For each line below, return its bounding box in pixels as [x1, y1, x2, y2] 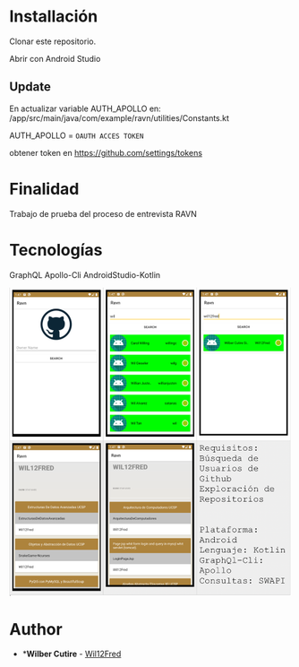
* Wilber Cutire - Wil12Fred [21, 648, 122, 660]
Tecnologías [9, 239, 103, 260]
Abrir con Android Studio [9, 53, 101, 64]
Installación [9, 6, 98, 27]
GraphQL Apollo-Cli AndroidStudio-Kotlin [9, 269, 161, 280]
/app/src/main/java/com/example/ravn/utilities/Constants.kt [9, 112, 230, 123]
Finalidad [9, 178, 80, 199]
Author [9, 619, 63, 639]
